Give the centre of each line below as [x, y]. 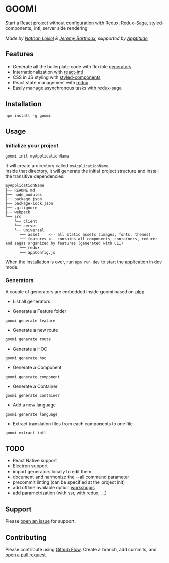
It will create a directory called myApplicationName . [58, 166]
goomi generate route [28, 339]
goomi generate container [32, 395]
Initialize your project [32, 145]
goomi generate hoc [26, 358]
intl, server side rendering [61, 28]
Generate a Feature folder [40, 311]
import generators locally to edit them [52, 472]
